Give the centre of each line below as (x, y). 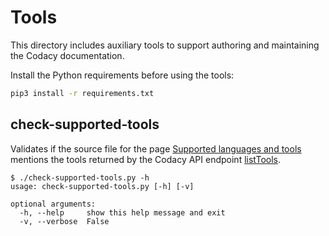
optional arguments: (53, 204)
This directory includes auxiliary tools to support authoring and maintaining (165, 45)
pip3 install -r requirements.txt (82, 93)
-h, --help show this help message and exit (122, 212)
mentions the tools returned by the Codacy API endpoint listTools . (146, 159)
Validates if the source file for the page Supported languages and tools (156, 148)
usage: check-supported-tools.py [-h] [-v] (102, 186)
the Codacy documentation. (67, 55)
